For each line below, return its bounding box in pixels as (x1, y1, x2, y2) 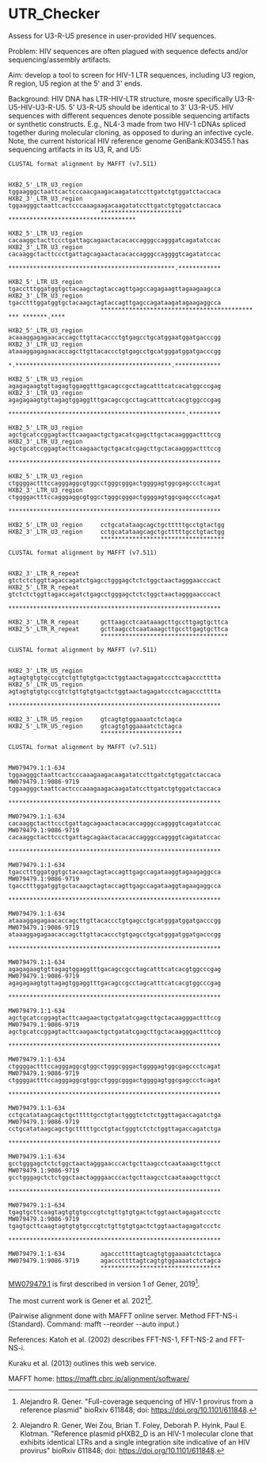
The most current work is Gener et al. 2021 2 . (8, 1294, 154, 1305)
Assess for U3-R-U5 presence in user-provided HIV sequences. (8, 31, 216, 40)
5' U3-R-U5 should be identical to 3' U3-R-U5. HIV (68, 102, 234, 112)
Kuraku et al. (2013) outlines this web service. (8, 1358, 157, 1369)
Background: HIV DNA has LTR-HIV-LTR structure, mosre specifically (8, 94, 234, 103)
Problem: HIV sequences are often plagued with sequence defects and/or (8, 46, 249, 56)
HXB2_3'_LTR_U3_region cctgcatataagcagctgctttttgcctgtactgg (8, 528, 225, 536)
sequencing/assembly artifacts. (8, 55, 112, 64)
